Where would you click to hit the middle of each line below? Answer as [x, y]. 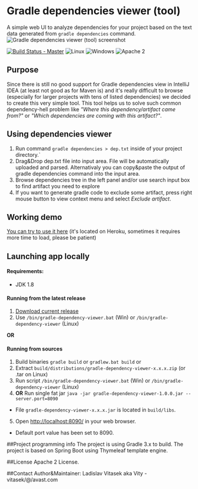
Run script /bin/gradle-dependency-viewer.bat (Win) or [83, 381]
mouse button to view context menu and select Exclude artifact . [93, 199]
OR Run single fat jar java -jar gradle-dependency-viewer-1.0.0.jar [99, 393]
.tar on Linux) [31, 374]
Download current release [47, 311]
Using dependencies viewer [59, 134]
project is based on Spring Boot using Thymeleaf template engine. [87, 451]
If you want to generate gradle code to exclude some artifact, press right [104, 192]
